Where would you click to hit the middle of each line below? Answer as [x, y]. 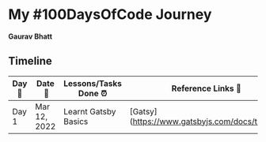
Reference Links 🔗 [206, 88]
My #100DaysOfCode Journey [110, 15]
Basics [76, 121]
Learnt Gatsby [89, 111]
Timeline [30, 61]
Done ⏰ [93, 93]
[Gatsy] [144, 111]
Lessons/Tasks [93, 83]
